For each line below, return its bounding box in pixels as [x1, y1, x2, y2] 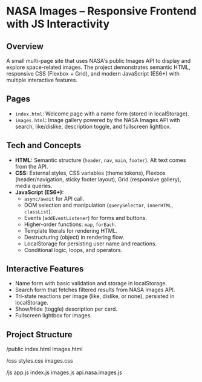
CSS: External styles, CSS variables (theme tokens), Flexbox [15, 169, 166, 176]
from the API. [15, 163, 48, 170]
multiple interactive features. [6, 77, 77, 83]
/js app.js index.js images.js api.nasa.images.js [6, 369, 123, 376]
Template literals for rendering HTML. [24, 227, 118, 234]
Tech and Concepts [6, 140, 82, 151]
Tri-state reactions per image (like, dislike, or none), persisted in [15, 293, 175, 300]
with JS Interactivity [6, 17, 110, 31]
